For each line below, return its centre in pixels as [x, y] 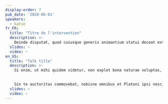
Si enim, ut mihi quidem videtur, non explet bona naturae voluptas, [88, 70]
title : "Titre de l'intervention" [45, 33]
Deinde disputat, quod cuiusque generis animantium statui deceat [85, 42]
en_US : [12, 56]
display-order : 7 [23, 10]
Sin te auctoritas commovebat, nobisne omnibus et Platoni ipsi [82, 84]
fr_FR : [12, 28]
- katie [18, 24]
